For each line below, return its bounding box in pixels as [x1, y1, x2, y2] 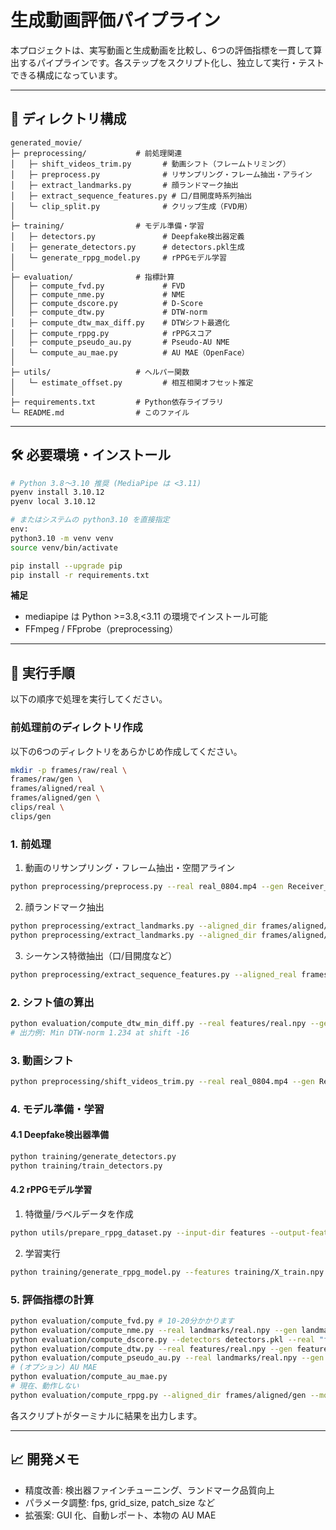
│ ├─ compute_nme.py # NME [10, 289, 186, 300]
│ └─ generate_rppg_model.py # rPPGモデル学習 [10, 252, 227, 263]
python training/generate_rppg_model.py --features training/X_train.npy [10, 1267, 325, 1277]
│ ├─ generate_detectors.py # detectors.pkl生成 [10, 242, 245, 252]
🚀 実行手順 [10, 664, 75, 681]
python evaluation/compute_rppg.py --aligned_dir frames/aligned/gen [10, 1390, 307, 1400]
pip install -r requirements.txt [10, 570, 150, 580]
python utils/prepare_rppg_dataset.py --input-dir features [10, 1227, 267, 1238]
